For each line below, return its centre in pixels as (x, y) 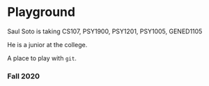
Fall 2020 (24, 76)
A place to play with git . (42, 58)
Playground (41, 12)
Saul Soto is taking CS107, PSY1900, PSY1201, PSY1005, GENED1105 (105, 31)
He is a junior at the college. (47, 44)
